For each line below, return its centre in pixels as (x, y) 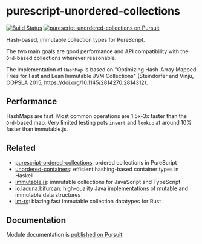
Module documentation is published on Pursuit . (65, 235)
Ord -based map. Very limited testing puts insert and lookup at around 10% (99, 122)
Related (21, 148)
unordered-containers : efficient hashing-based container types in (97, 169)
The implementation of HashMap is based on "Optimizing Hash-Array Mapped (101, 69)
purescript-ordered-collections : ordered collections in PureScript (96, 162)
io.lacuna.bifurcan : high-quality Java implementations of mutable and (102, 188)
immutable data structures (48, 194)
